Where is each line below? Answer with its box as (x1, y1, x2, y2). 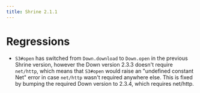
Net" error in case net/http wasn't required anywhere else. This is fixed (14, 73, 193, 81)
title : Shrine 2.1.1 (6, 8, 58, 15)
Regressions (6, 34, 70, 48)
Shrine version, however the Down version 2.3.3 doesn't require (14, 61, 173, 68)
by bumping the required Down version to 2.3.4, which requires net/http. (14, 80, 194, 87)
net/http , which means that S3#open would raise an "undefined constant (14, 67, 194, 74)
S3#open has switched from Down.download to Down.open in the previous (14, 55, 188, 62)
